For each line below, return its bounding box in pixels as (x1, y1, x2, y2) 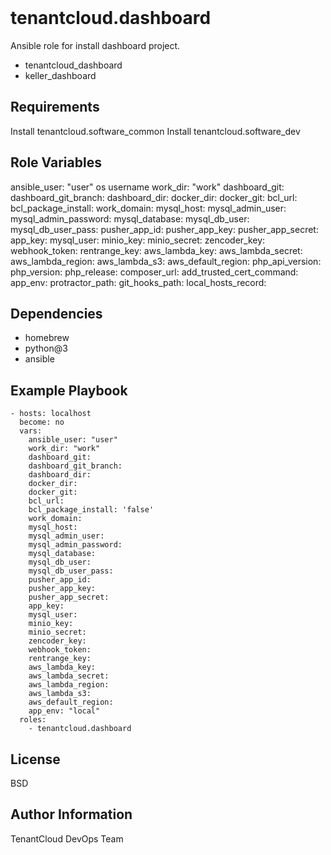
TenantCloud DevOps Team (10, 832, 124, 845)
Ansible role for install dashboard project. (10, 39, 181, 51)
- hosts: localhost (10, 409, 92, 419)
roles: (19, 715, 47, 725)
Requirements (10, 99, 100, 116)
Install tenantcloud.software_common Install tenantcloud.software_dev (10, 125, 301, 137)
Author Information (10, 806, 133, 823)
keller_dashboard (24, 69, 97, 81)
